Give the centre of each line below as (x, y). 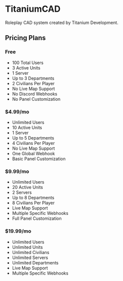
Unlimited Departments (35, 262)
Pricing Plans (26, 38)
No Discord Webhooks (35, 94)
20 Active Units (27, 187)
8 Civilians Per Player (33, 203)
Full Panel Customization (37, 218)
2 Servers (22, 192)
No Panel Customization (36, 99)
